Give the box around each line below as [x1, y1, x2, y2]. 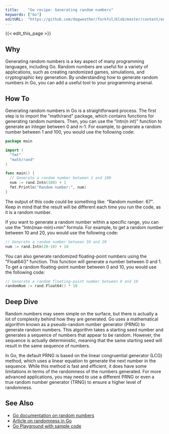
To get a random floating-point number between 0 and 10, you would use [5, 264, 157, 270]
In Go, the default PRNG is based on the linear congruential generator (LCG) [5, 353, 162, 359]
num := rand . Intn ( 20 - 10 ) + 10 [5, 244, 69, 249]
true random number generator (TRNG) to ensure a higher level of [5, 379, 142, 385]
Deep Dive [5, 297, 38, 306]
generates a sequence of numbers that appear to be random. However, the [5, 332, 161, 338]
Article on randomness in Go [12, 417, 72, 423]
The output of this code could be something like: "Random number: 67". [5, 198, 154, 204]
